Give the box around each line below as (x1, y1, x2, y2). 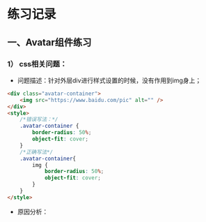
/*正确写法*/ (19, 148, 54, 156)
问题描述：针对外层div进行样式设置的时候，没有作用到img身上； (17, 76, 202, 84)
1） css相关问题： (7, 59, 68, 68)
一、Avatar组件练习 (7, 36, 92, 48)
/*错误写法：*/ (19, 116, 58, 123)
